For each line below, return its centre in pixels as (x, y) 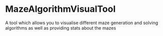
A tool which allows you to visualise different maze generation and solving (82, 23)
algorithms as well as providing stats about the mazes (61, 28)
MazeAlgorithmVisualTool (60, 9)
